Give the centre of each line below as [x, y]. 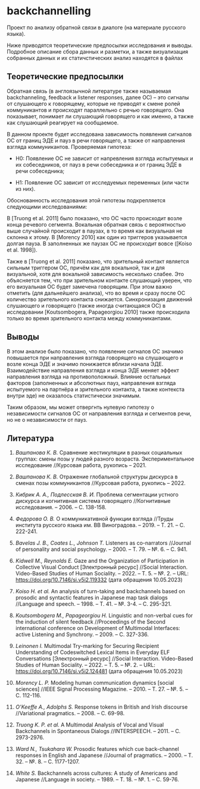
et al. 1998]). [22, 250]
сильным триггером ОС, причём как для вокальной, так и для [86, 267]
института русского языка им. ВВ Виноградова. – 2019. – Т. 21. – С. [100, 525]
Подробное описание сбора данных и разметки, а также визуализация [98, 51]
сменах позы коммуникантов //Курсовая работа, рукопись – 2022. [101, 483]
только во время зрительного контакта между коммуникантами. [89, 318]
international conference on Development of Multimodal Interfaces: [98, 628]
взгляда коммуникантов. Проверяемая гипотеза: [69, 146]
